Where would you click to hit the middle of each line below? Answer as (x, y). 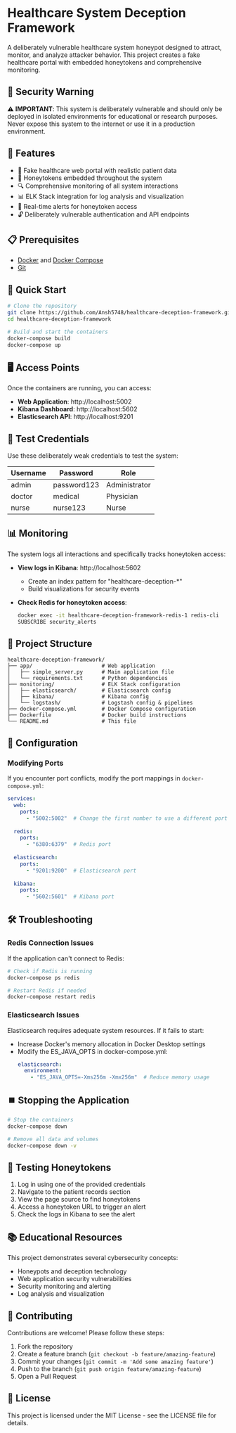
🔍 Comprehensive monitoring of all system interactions (98, 186)
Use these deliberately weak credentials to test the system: (93, 456)
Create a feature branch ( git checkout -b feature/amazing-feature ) (117, 1354)
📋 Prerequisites (43, 239)
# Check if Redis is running (50, 971)
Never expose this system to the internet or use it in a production (101, 124)
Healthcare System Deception (97, 13)
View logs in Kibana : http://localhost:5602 (79, 567)
